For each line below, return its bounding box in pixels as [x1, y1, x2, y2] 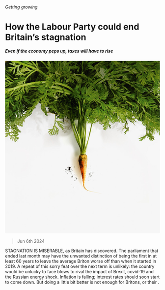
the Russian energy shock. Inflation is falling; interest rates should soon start [5, 274, 160, 280]
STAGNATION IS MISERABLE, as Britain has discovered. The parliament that [5, 248, 159, 254]
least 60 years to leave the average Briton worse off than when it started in [5, 258, 156, 264]
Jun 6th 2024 [17, 238, 45, 244]
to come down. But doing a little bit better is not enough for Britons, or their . [5, 279, 160, 285]
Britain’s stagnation [5, 32, 86, 43]
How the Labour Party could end [5, 21, 139, 32]
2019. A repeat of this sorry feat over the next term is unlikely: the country [5, 263, 155, 269]
